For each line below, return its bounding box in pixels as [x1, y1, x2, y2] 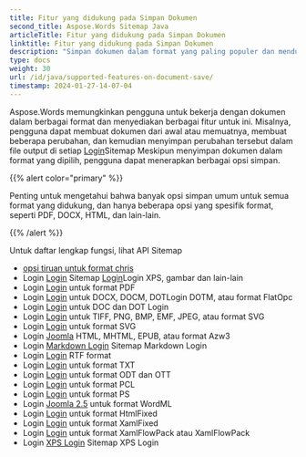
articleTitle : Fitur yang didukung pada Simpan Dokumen [9, 30, 226, 39]
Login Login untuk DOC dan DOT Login [22, 301, 169, 312]
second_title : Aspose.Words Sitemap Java [9, 22, 169, 31]
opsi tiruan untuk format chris [22, 262, 134, 274]
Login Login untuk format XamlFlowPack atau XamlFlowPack [22, 427, 250, 438]
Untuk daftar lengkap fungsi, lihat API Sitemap [9, 244, 182, 255]
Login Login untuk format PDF [22, 282, 136, 293]
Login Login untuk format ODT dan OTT [22, 369, 171, 379]
